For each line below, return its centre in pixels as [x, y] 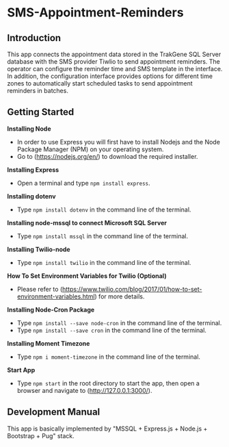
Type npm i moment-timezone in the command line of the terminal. [108, 357]
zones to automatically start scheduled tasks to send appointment [100, 83]
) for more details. [120, 296]
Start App [21, 370]
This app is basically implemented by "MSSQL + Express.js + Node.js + [107, 429]
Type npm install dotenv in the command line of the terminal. [104, 209]
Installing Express [33, 170]
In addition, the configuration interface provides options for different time [110, 76]
